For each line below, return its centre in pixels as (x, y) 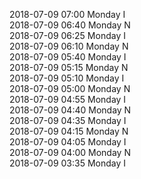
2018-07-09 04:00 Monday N (70, 152)
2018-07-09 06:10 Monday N (69, 46)
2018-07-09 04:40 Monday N (70, 110)
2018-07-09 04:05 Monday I (68, 142)
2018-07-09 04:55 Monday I (68, 99)
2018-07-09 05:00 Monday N (70, 88)
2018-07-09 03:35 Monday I (68, 163)
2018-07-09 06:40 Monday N (70, 25)
